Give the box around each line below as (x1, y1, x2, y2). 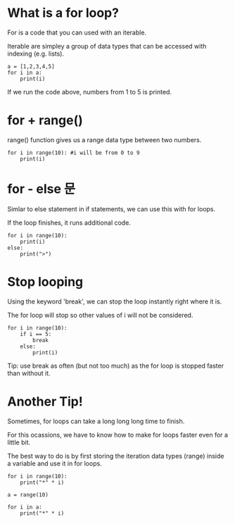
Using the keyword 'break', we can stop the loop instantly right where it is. (7, 297, 222, 306)
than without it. (7, 368, 51, 378)
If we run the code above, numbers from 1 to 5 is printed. (7, 87, 172, 96)
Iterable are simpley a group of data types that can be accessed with (7, 42, 207, 50)
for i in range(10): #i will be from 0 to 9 (7, 149, 140, 156)
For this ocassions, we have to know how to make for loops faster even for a (7, 430, 229, 439)
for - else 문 (7, 181, 76, 197)
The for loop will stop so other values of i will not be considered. (7, 311, 193, 319)
